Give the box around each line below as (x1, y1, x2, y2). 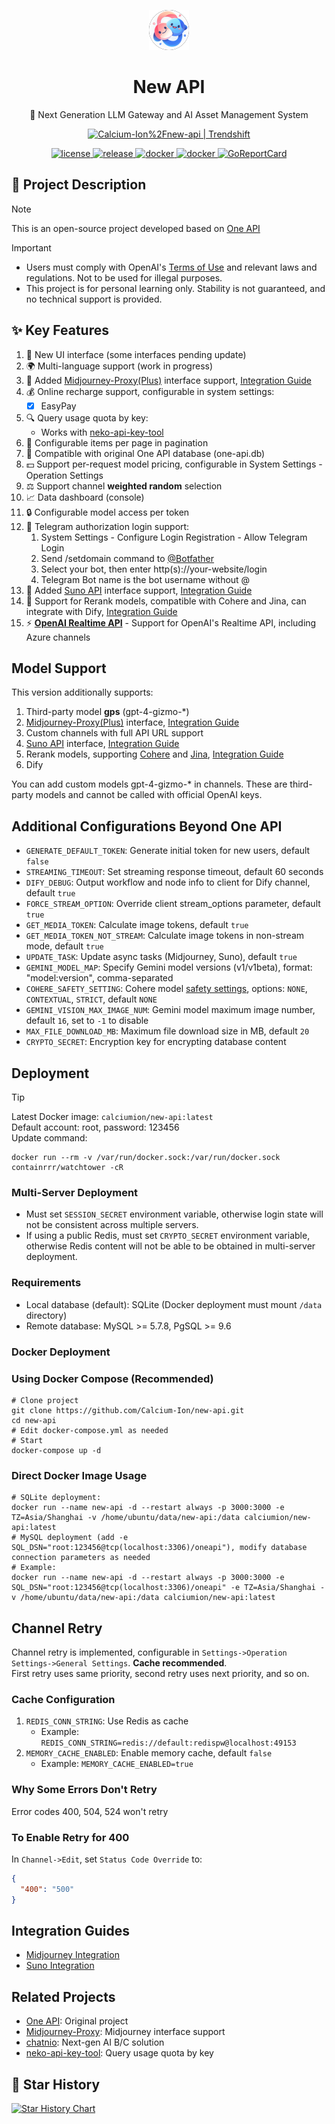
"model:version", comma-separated (25, 972, 174, 984)
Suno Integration (25, 1960, 95, 1972)
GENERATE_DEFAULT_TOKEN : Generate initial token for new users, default (25, 845, 311, 857)
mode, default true (25, 940, 104, 952)
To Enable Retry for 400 (11, 1830, 130, 1844)
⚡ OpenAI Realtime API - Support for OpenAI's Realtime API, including (25, 616, 317, 629)
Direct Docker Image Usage (11, 1468, 148, 1482)
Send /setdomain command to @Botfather (40, 552, 215, 564)
